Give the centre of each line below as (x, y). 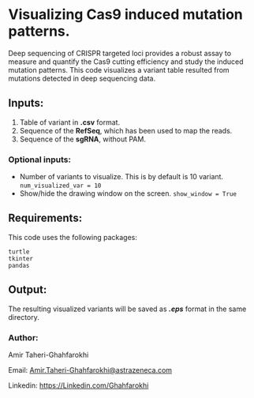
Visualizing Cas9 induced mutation (125, 15)
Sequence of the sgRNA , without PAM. (82, 139)
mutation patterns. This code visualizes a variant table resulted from (119, 69)
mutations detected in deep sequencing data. (82, 78)
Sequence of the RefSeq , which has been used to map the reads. (126, 130)
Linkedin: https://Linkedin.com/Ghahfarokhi (78, 385)
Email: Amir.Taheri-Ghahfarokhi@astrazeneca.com (90, 370)
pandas (19, 265)
